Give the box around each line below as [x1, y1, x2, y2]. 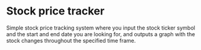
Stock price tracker [6, 4, 105, 18]
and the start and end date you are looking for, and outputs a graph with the [6, 30, 196, 37]
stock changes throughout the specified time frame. [6, 37, 136, 44]
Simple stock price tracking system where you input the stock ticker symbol [6, 24, 196, 31]
